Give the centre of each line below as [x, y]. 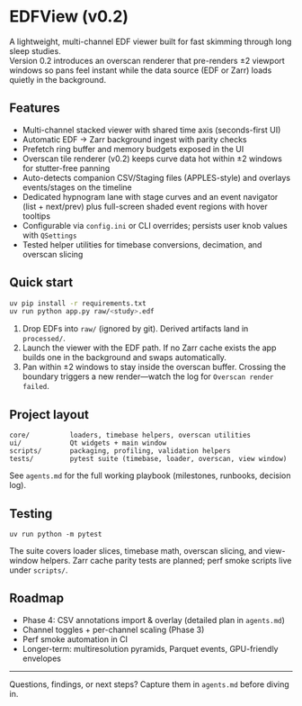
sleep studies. [35, 50]
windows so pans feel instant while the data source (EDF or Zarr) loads [141, 70]
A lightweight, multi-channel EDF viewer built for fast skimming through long [151, 41]
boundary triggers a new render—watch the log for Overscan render [148, 376]
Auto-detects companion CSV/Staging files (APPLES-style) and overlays [156, 177]
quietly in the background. [58, 79]
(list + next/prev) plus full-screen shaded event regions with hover [145, 206]
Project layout [49, 415]
